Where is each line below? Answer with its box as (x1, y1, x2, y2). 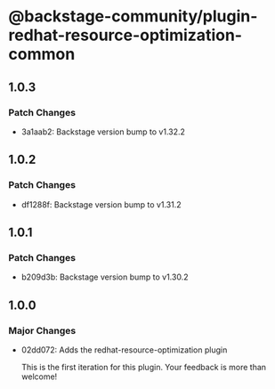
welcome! (20, 371, 58, 382)
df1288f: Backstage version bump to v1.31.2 (20, 199, 182, 210)
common (8, 45, 76, 64)
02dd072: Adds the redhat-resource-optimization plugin (20, 344, 228, 355)
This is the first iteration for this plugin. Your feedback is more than (20, 361, 267, 372)
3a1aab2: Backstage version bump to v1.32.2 (20, 126, 186, 137)
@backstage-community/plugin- (8, 6, 258, 27)
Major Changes (8, 324, 77, 336)
